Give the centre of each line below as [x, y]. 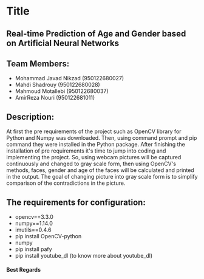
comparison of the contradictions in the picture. [66, 183]
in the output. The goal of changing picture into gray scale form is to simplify [102, 177]
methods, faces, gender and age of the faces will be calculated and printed [100, 170]
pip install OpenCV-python [48, 236]
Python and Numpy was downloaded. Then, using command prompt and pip [102, 138]
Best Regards [24, 269]
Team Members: [38, 64]
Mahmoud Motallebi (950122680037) [62, 91]
